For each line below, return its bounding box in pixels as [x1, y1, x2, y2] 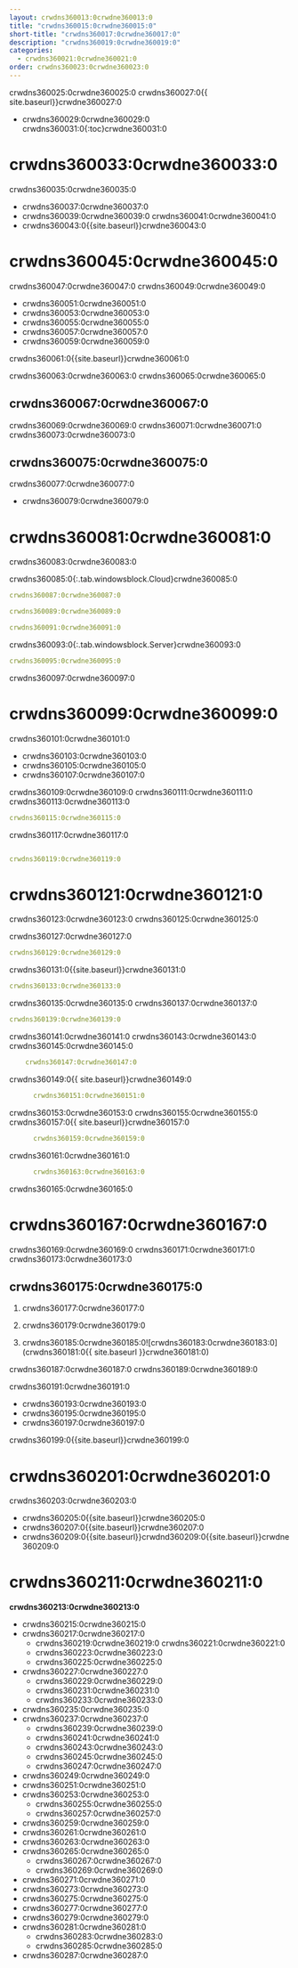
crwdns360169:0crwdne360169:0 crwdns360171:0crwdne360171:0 [9, 1244, 255, 1255]
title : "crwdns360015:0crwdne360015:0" [9, 21, 157, 30]
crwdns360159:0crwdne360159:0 [32, 1134, 145, 1143]
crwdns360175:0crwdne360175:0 [9, 1279, 203, 1294]
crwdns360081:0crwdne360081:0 [9, 527, 271, 548]
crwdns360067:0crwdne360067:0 [9, 396, 209, 411]
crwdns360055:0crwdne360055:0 [21, 317, 149, 328]
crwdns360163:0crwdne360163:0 [32, 1167, 145, 1176]
